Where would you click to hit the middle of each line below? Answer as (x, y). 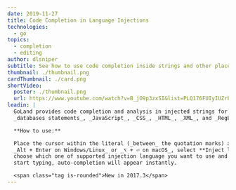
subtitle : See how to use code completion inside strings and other (110, 66)
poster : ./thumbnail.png (50, 92)
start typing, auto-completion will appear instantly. (96, 163)
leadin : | (22, 105)
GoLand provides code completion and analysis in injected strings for (121, 111)
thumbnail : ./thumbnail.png (48, 72)
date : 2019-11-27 (33, 14)
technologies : (28, 27)
